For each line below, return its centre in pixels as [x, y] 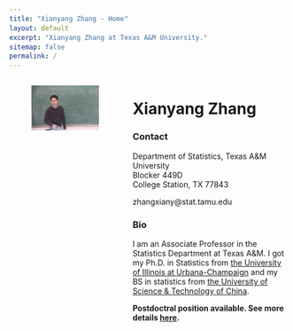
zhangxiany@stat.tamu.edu [182, 201]
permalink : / [33, 56]
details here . [156, 317]
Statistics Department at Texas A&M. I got [208, 253]
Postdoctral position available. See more [208, 308]
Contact [150, 137]
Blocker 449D [158, 175]
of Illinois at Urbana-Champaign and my [205, 272]
